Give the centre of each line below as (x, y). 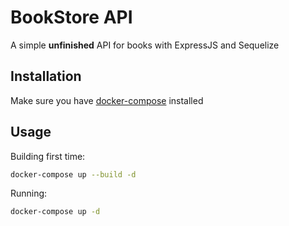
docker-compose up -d (55, 212)
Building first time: (48, 156)
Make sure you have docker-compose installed (107, 100)
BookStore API (71, 17)
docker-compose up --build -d (73, 174)
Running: (29, 193)
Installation (46, 76)
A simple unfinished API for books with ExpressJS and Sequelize (145, 45)
